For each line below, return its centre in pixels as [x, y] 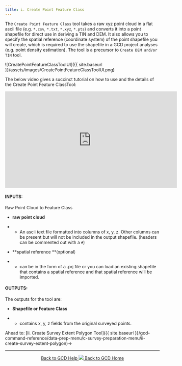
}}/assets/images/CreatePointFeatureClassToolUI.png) [60, 70]
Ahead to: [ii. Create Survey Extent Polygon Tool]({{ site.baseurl [69, 333]
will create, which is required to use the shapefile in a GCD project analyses [81, 44]
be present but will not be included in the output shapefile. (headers [88, 237]
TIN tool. [13, 55]
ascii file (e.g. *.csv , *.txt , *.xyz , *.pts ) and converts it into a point [73, 29]
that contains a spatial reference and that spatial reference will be [86, 272]
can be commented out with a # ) [52, 242]
